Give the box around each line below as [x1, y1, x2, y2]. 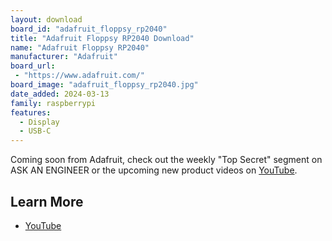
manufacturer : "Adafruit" [10, 52, 118, 62]
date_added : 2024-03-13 [10, 89, 110, 99]
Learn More [10, 193, 84, 210]
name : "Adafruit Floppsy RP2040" [10, 42, 150, 53]
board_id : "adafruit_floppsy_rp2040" [10, 24, 168, 34]
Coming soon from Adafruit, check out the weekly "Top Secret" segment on [10, 154, 323, 166]
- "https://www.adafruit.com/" [14, 71, 145, 81]
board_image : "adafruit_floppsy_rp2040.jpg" [10, 80, 199, 90]
